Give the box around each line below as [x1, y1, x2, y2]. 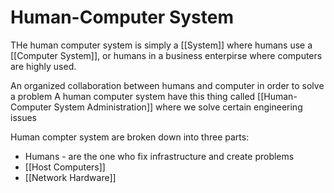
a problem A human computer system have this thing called [10, 90, 256, 102]
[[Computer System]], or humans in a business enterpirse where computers [10, 49, 323, 61]
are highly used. [10, 60, 77, 72]
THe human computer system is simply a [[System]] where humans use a [10, 39, 313, 51]
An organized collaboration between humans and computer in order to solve [10, 79, 325, 91]
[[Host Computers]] [24, 161, 106, 173]
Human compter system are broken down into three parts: [10, 131, 250, 143]
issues [10, 111, 37, 123]
